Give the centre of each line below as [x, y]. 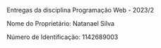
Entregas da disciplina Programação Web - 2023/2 [80, 10]
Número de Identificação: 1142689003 [62, 37]
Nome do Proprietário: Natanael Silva [60, 23]
